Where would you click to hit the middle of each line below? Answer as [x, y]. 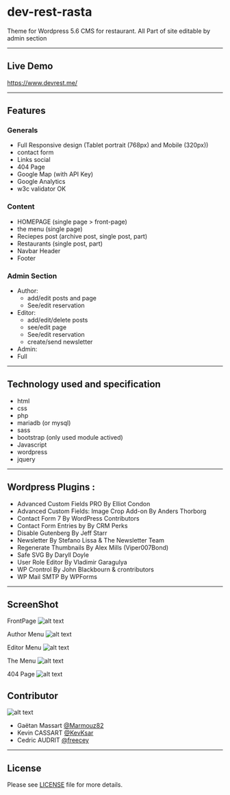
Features [26, 111]
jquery [26, 459]
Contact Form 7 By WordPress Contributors [78, 518]
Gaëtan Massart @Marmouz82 [60, 726]
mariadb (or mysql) [44, 423]
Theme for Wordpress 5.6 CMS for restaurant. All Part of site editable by [109, 31]
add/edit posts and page [62, 298]
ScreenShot [33, 605]
